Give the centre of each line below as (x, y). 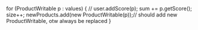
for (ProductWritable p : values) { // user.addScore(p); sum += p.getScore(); (99, 9)
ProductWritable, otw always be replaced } (59, 21)
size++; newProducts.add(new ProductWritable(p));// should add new (92, 15)
